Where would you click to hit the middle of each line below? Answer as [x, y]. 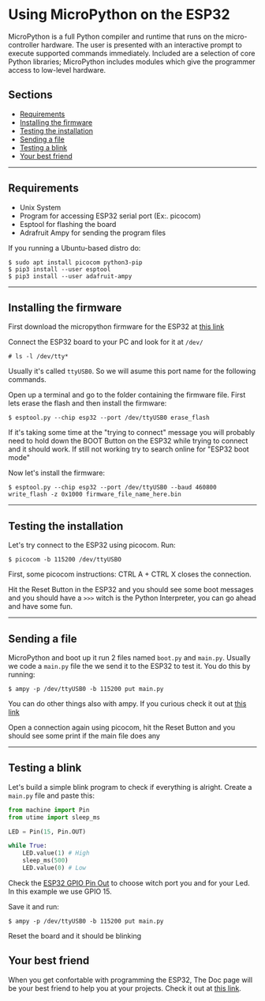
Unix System [40, 207]
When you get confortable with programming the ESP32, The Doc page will [131, 980]
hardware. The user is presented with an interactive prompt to [141, 44]
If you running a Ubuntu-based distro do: [75, 247]
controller [24, 44]
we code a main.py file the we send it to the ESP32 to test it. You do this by [129, 666]
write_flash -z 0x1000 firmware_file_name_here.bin [95, 495]
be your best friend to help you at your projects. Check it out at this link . [125, 988]
